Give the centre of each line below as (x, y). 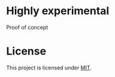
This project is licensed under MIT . (49, 68)
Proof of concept (27, 27)
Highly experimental (58, 11)
